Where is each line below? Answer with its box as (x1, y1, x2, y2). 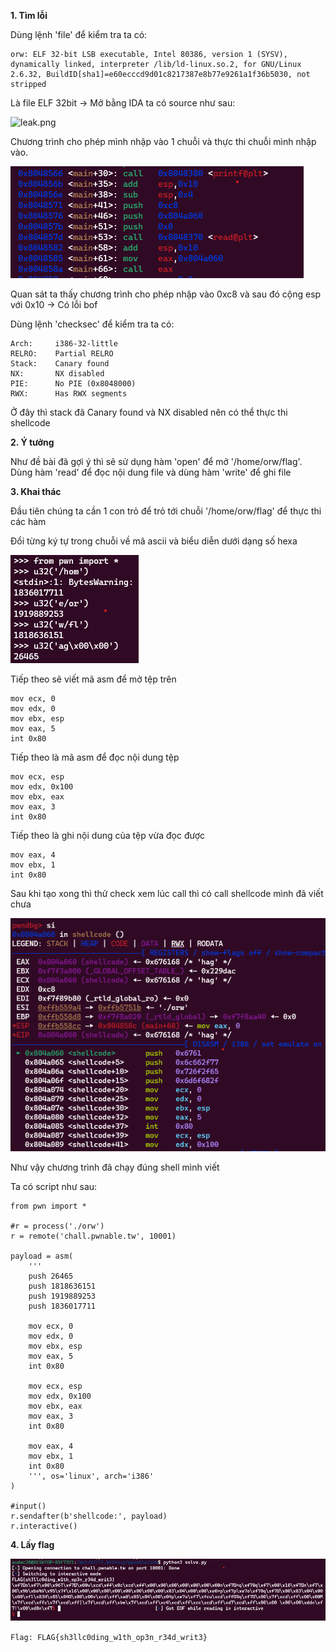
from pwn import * (10, 1201, 87, 1212)
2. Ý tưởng (10, 436, 55, 448)
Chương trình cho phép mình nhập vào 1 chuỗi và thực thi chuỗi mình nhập (10, 136, 317, 147)
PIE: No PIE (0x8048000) (10, 379, 137, 389)
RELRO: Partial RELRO (10, 349, 114, 359)
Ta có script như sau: (10, 1181, 98, 1193)
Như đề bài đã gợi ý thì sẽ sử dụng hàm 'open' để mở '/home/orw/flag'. (10, 456, 303, 467)
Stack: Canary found (10, 359, 110, 369)
